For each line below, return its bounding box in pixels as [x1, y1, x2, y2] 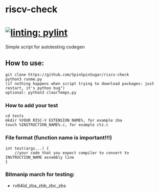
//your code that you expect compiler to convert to [14, 150, 129, 155]
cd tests [5, 113, 24, 118]
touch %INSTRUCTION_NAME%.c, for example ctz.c [5, 123, 109, 128]
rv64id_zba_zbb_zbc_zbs [12, 182, 66, 188]
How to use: [5, 59, 44, 67]
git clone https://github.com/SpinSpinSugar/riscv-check [5, 72, 129, 77]
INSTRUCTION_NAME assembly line [5, 155, 74, 160]
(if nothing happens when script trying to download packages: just [5, 81, 154, 86]
